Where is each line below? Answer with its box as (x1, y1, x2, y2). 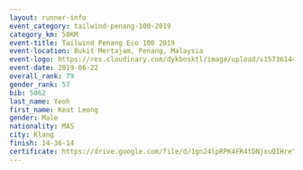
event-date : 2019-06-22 (9, 64, 99, 73)
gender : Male (9, 113, 59, 122)
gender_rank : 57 (9, 80, 70, 89)
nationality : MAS (9, 122, 75, 131)
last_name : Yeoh (9, 96, 70, 106)
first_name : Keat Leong (9, 105, 99, 114)
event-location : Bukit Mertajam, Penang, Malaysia (9, 47, 204, 56)
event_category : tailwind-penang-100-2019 (9, 22, 171, 31)
